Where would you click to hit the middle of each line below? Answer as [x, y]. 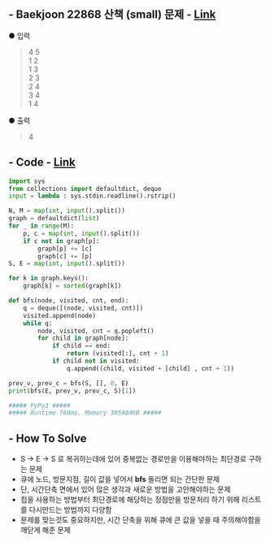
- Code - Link [42, 162]
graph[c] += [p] [65, 256]
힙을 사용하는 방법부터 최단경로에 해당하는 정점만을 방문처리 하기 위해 [130, 500]
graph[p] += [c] [65, 249]
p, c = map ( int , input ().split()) [81, 233]
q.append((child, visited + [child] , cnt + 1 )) [150, 368]
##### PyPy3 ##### [39, 405]
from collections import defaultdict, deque [85, 189]
